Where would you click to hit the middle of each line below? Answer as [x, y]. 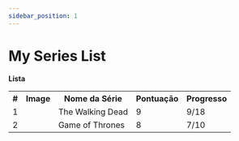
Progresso [207, 98]
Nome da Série [93, 98]
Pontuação [157, 98]
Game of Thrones [92, 125]
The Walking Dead [93, 112]
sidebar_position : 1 [43, 16]
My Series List [58, 56]
